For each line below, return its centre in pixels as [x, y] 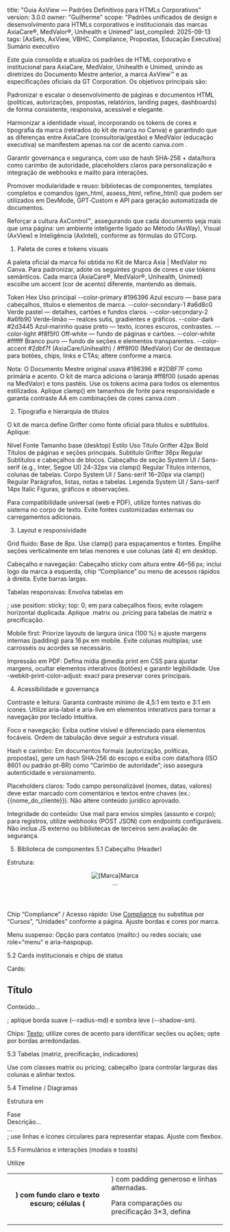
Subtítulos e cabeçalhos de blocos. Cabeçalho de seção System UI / [104, 460]
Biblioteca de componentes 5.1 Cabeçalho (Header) [89, 849]
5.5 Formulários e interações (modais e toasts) [73, 1150]
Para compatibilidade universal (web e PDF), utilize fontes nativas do [104, 502]
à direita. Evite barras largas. [47, 579]
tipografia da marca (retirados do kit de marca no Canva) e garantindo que [112, 130]
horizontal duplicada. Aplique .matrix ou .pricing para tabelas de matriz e [110, 613]
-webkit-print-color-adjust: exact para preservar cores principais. [99, 676]
